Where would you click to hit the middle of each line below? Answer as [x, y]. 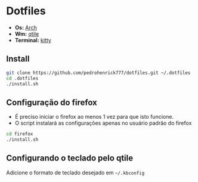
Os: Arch [26, 27]
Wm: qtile [27, 33]
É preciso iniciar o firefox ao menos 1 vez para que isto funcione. [94, 117]
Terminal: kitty [33, 40]
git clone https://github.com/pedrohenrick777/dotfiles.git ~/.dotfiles [98, 73]
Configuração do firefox [52, 102]
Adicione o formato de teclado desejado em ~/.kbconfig [75, 172]
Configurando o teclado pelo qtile [69, 158]
